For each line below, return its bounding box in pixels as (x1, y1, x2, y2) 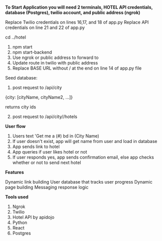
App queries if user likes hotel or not (12, 149, 87, 154)
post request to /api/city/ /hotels (12, 113, 77, 119)
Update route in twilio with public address (12, 60, 98, 65)
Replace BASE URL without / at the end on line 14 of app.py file (12, 65, 142, 71)
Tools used (5, 194, 29, 199)
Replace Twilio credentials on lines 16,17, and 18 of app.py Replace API (5, 19, 149, 25)
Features (5, 169, 24, 175)
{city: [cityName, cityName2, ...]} (5, 94, 73, 100)
